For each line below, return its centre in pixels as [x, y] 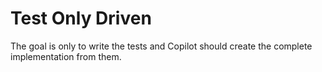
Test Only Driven [81, 18]
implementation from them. [66, 56]
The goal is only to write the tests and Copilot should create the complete [161, 46]
